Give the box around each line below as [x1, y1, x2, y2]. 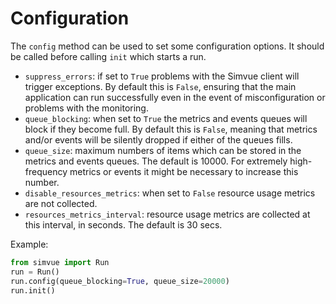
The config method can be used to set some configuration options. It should [10, 40, 325, 52]
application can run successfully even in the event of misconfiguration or [24, 91, 326, 103]
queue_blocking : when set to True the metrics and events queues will [24, 112, 308, 124]
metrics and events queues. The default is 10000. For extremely [24, 155, 288, 167]
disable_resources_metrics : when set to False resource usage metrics [24, 187, 316, 199]
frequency [24, 165, 68, 177]
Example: [10, 238, 49, 250]
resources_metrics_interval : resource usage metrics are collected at [24, 208, 311, 220]
